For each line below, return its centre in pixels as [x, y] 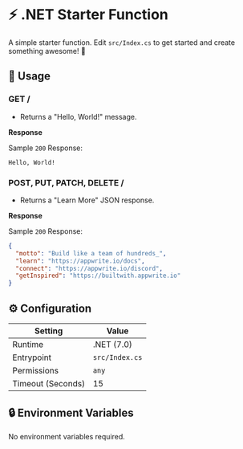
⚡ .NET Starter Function [88, 15]
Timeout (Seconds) [49, 383]
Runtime [28, 344]
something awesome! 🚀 [47, 51]
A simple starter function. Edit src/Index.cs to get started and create [121, 42]
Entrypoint [32, 357]
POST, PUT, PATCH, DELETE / [66, 182]
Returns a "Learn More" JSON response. [87, 200]
